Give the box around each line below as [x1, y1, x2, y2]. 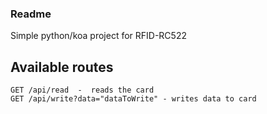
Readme [10, 7, 52, 21]
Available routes [10, 58, 114, 76]
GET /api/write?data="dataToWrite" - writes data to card [10, 94, 257, 104]
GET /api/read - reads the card [10, 85, 155, 96]
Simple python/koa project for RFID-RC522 [10, 30, 187, 42]
